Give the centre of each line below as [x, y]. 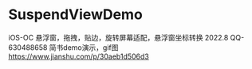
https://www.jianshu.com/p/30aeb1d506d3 [79, 56]
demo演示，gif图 [91, 47]
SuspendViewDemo [76, 15]
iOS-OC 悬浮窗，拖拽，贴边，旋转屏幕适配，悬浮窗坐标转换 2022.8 [118, 37]
